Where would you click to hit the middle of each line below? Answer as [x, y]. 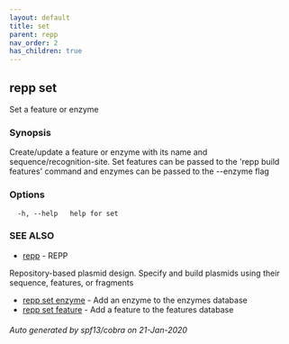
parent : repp [34, 34]
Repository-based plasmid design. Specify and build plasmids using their [145, 273]
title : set [30, 26]
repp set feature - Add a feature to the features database [128, 309]
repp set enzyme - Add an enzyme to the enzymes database [135, 300]
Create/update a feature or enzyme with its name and [108, 152]
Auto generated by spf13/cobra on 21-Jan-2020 [98, 330]
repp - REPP [45, 255]
